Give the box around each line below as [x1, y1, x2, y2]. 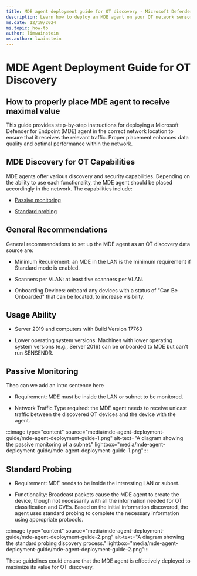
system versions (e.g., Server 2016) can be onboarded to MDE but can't [14, 343, 189, 350]
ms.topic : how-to [6, 25, 49, 31]
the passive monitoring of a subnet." [6, 441, 94, 448]
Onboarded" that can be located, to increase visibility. [14, 293, 145, 300]
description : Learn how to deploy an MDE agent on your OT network [6, 14, 175, 20]
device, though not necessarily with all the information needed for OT [14, 497, 183, 505]
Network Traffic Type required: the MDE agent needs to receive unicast [14, 405, 188, 412]
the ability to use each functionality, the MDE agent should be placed [6, 179, 173, 186]
